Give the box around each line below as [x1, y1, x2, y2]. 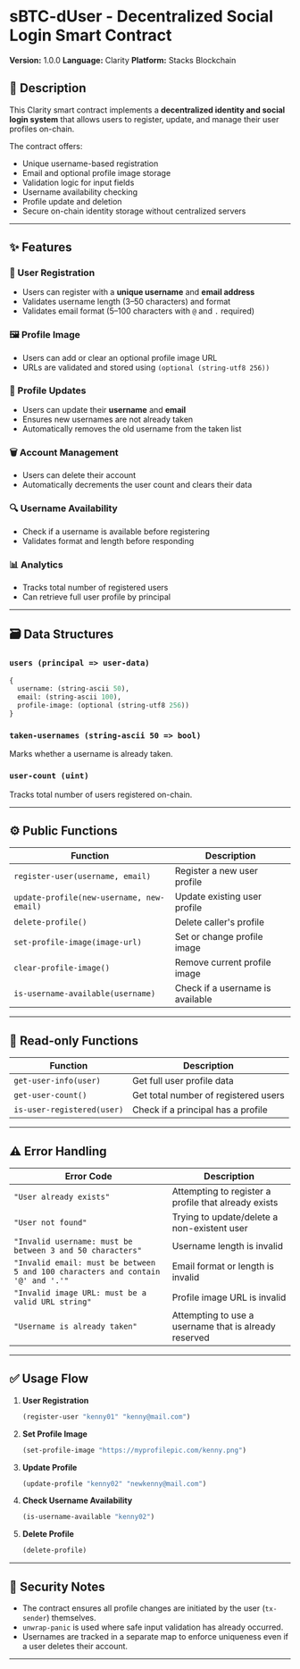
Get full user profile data [132, 1075, 234, 1087]
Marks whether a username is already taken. [9, 749, 173, 759]
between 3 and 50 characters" [13, 1245, 143, 1256]
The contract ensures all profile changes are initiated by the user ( [21, 1603, 266, 1614]
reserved [171, 1331, 210, 1344]
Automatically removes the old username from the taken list [21, 424, 242, 434]
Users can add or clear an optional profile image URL [21, 352, 218, 363]
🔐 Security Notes [9, 1579, 105, 1594]
